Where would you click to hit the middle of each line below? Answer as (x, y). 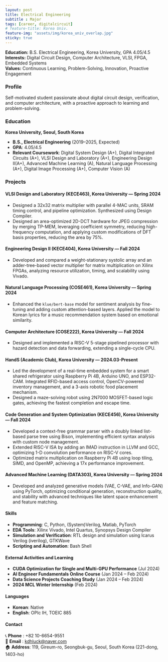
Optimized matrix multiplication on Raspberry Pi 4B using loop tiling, (83, 458)
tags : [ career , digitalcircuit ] (39, 24)
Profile (14, 87)
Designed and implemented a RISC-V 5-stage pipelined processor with (86, 343)
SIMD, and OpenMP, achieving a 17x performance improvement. (78, 463)
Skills (11, 513)
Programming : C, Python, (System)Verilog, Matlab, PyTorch (74, 525)
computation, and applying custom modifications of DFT (93, 232)
